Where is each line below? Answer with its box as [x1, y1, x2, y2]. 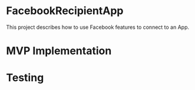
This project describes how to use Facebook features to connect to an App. [6, 24, 190, 31]
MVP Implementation [6, 44, 112, 58]
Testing [6, 71, 44, 85]
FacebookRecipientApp [6, 4, 124, 18]
